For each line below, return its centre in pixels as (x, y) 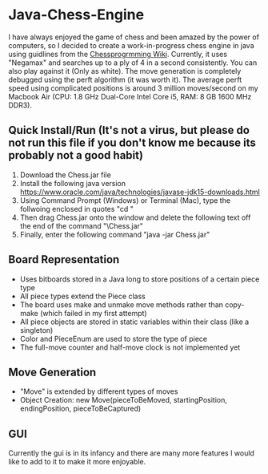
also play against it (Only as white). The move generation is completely (125, 71)
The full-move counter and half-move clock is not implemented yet (130, 347)
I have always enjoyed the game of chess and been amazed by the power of (134, 37)
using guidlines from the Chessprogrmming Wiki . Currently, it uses (118, 54)
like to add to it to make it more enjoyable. (77, 462)
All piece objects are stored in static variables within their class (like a (134, 322)
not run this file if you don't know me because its (132, 143)
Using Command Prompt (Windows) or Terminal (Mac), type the (125, 200)
